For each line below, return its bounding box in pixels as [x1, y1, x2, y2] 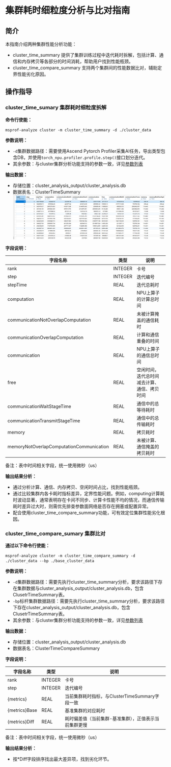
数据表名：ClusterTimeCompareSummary [12, 645, 100, 652]
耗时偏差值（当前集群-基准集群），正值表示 [65, 715, 155, 722]
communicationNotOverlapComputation [7, 317, 91, 323]
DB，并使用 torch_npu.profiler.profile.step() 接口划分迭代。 [17, 154, 148, 160]
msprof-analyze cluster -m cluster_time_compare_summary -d [5, 554, 136, 559]
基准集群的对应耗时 [65, 707, 105, 713]
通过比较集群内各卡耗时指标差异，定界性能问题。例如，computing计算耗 [12, 490, 165, 496]
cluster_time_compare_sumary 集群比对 [5, 530, 106, 537]
